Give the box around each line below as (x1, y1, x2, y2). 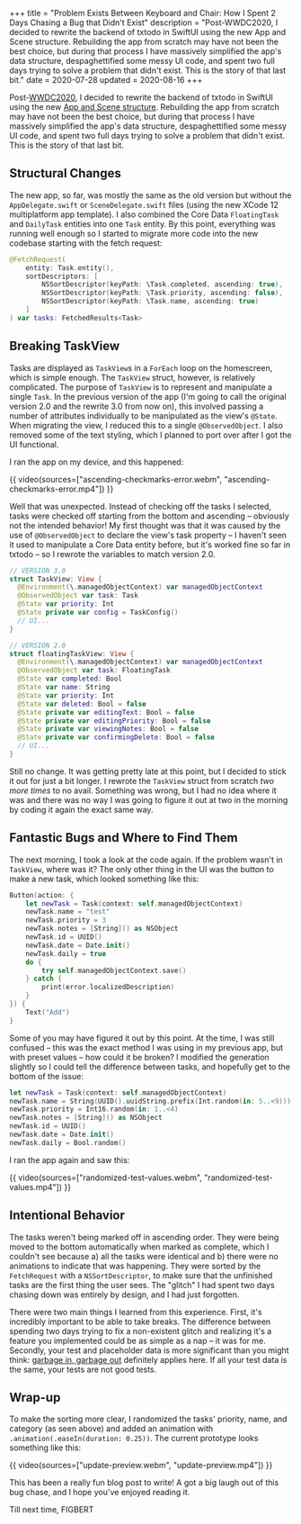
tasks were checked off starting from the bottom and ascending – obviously (9, 510, 289, 521)
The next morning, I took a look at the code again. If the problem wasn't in (9, 854, 283, 865)
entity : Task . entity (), (25, 263, 115, 273)
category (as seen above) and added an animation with (9, 1423, 214, 1434)
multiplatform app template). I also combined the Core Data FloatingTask (9, 209, 279, 220)
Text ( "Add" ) (25, 1007, 70, 1016)
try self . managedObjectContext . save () (41, 966, 187, 975)
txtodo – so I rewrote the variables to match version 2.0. (9, 548, 216, 559)
